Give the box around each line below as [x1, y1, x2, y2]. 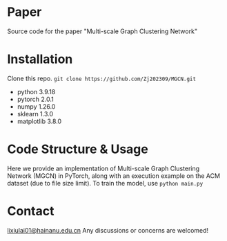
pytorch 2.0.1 [17, 95, 54, 103]
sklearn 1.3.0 [17, 109, 54, 118]
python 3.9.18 [17, 87, 56, 96]
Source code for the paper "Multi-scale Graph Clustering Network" [7, 27, 198, 35]
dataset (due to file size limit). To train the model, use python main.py [7, 179, 204, 187]
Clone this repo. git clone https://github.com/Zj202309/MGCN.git [7, 74, 197, 82]
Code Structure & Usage [7, 141, 148, 157]
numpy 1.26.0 [17, 102, 56, 111]
